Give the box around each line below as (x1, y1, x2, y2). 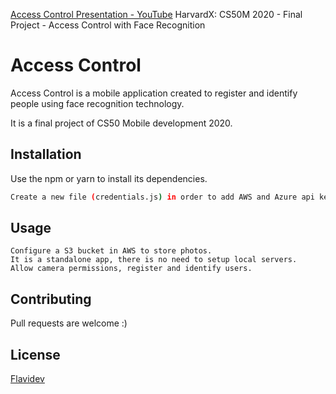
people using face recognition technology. (10, 97, 185, 109)
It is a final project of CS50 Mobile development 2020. (10, 117, 233, 129)
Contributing (10, 290, 92, 308)
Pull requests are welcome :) (10, 317, 128, 329)
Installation (10, 146, 82, 163)
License (10, 346, 61, 363)
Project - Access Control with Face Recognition (10, 19, 206, 31)
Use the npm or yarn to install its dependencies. (10, 172, 208, 184)
